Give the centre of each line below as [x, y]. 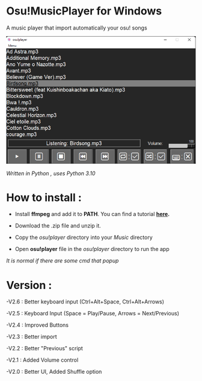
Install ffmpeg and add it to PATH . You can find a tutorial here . [92, 214]
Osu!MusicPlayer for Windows [84, 11]
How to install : [44, 197]
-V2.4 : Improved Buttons [38, 325]
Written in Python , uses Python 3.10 [51, 173]
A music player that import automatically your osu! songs [77, 28]
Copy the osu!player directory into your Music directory [84, 237]
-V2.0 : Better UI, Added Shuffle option [54, 372]
